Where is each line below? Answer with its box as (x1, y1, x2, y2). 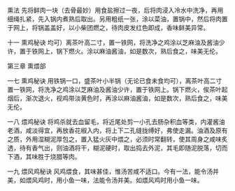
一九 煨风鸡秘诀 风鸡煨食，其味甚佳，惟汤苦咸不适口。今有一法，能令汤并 (7, 167, 219, 176)
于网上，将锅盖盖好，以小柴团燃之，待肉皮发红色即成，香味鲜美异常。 (7, 24, 210, 31)
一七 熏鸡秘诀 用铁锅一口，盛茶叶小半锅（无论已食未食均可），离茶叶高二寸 (7, 77, 222, 85)
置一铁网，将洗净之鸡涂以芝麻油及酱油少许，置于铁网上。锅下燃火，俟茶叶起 (7, 86, 228, 93)
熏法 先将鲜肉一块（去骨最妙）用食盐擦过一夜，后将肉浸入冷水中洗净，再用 (7, 6, 224, 14)
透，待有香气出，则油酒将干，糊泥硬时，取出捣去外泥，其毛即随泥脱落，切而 (7, 144, 228, 152)
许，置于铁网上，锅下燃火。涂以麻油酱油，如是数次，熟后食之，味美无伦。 (7, 47, 222, 55)
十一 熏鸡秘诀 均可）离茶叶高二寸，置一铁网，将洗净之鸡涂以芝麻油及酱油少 (7, 38, 225, 47)
